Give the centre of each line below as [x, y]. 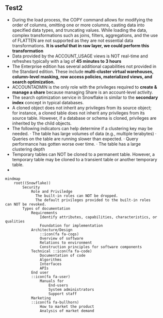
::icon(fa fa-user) [50, 277]
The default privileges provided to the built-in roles [93, 200]
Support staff [63, 294]
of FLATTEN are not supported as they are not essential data [73, 40]
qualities [15, 221]
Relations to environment [66, 243]
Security [31, 187]
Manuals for [52, 281]
